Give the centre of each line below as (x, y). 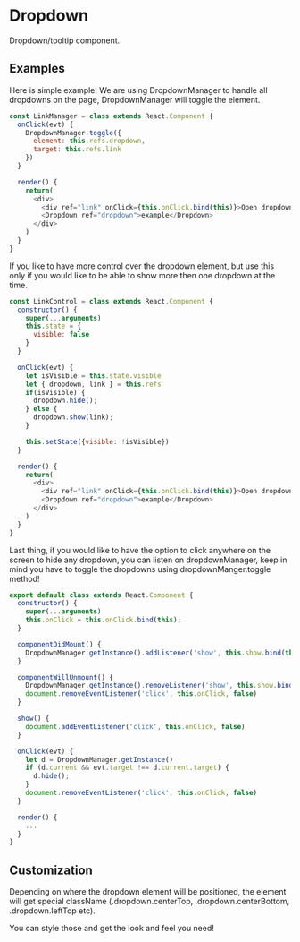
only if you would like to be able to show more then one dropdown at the (142, 275)
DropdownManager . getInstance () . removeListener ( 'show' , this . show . (151, 686)
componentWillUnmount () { (66, 677)
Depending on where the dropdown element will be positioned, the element (148, 892)
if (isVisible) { (56, 392)
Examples (37, 69)
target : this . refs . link (77, 150)
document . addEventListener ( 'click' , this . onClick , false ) (135, 726)
